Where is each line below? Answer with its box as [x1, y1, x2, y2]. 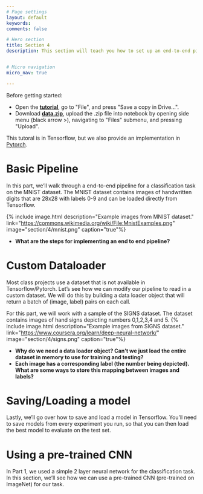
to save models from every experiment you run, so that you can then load [6, 420, 189, 427]
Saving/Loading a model [6, 394, 131, 408]
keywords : [6, 20, 31, 26]
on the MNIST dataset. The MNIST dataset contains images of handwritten [6, 188, 192, 195]
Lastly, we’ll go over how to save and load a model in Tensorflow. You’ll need [6, 414, 197, 421]
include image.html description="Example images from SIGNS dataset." [6, 322, 184, 330]
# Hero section [6, 37, 45, 43]
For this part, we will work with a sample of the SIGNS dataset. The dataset [6, 310, 193, 317]
